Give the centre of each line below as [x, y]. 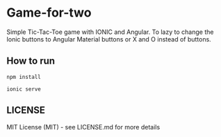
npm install [24, 77]
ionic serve [24, 89]
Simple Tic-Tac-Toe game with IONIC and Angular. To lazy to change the [110, 32]
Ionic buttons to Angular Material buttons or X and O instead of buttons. [109, 39]
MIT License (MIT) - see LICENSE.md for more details [83, 127]
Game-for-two [49, 13]
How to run [31, 61]
